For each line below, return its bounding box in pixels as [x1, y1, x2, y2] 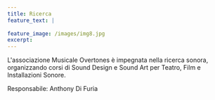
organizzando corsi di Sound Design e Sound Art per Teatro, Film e [7, 63, 202, 72]
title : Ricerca [7, 10, 52, 18]
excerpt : [7, 37, 33, 44]
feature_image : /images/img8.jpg [7, 30, 105, 37]
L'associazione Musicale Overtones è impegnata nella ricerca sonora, [7, 56, 209, 64]
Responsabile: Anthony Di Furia [7, 85, 98, 93]
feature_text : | [7, 17, 55, 24]
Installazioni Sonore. [7, 71, 66, 80]
